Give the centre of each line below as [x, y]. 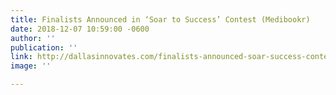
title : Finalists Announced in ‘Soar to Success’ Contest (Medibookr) [160, 19]
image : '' [31, 66]
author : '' [33, 38]
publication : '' [44, 47]
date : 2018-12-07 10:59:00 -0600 [80, 29]
